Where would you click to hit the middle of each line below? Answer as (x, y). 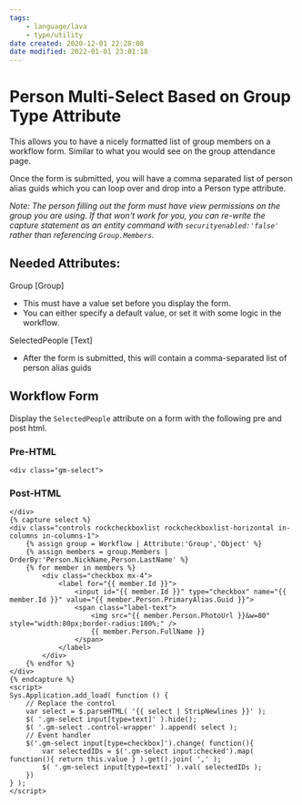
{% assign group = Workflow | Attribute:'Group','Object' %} (144, 544)
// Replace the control (71, 704)
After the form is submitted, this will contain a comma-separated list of (155, 357)
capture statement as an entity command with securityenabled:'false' (144, 225)
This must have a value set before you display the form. (127, 303)
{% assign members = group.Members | (97, 552)
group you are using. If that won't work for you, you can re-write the (137, 216)
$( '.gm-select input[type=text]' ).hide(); (111, 720)
